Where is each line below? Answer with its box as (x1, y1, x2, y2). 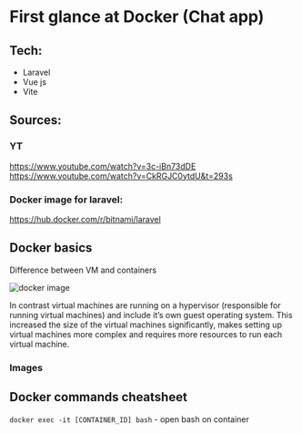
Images (9, 361, 44, 374)
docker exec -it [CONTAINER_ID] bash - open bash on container (9, 413, 250, 425)
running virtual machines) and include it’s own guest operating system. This (9, 309, 293, 320)
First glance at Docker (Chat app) (9, 6, 265, 27)
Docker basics (9, 240, 93, 256)
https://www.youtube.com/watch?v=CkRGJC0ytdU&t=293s (9, 170, 234, 181)
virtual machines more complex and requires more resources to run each (9, 328, 283, 339)
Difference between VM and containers (9, 264, 157, 275)
